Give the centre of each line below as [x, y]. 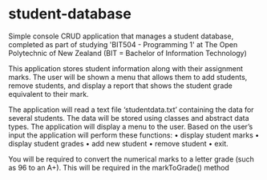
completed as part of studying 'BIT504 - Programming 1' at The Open [123, 44]
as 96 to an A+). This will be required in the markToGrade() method [119, 167]
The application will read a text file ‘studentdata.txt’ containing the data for [131, 110]
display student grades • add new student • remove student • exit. [118, 143]
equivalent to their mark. [49, 94]
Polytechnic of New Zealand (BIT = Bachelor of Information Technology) [127, 53]
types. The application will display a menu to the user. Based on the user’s [131, 126]
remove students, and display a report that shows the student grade [120, 86]
